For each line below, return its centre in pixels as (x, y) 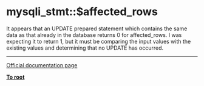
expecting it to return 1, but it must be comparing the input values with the (99, 41)
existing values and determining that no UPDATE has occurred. (85, 48)
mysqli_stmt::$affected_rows (82, 12)
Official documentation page (42, 65)
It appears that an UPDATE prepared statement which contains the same (97, 28)
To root (15, 77)
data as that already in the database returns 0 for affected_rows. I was (94, 35)
